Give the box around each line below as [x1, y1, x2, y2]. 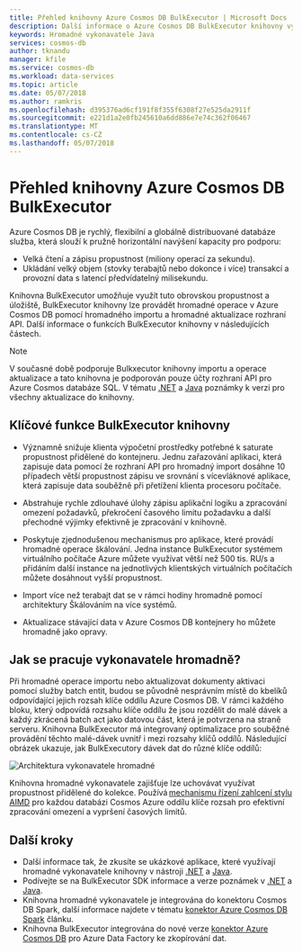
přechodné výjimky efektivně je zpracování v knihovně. [22, 516, 227, 527]
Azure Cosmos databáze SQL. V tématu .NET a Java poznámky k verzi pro [9, 382, 285, 392]
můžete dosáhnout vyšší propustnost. [22, 572, 163, 583]
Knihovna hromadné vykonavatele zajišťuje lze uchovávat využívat [9, 777, 255, 788]
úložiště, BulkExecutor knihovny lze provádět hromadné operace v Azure [9, 299, 279, 310]
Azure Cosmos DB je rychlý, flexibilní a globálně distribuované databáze [9, 226, 276, 237]
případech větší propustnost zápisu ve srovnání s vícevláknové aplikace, [22, 470, 291, 481]
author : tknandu [9, 47, 70, 56]
